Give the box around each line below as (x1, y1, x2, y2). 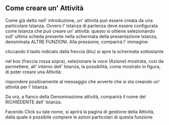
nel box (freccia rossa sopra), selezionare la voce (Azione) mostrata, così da (5, 58, 164, 64)
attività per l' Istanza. (5, 84, 49, 90)
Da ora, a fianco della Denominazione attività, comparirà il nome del (5, 93, 146, 99)
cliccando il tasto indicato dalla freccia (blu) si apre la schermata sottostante (5, 48, 164, 54)
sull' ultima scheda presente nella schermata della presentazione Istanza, (5, 33, 158, 39)
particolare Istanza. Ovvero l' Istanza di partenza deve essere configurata (5, 23, 158, 29)
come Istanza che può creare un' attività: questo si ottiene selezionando (5, 28, 155, 34)
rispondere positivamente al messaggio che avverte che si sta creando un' (5, 78, 160, 84)
